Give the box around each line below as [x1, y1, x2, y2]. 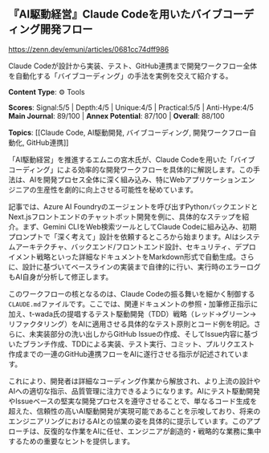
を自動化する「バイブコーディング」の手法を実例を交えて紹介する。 [8, 71, 233, 80]
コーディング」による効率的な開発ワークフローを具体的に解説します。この [8, 164, 254, 174]
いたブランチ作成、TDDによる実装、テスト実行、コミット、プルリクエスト [8, 339, 255, 349]
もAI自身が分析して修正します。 [8, 272, 113, 281]
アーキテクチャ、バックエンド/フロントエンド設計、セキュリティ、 [14, 241, 235, 251]
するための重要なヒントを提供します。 [8, 436, 135, 446]
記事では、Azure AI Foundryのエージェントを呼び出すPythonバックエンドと [8, 201, 259, 211]
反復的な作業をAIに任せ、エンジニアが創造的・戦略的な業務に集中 [43, 426, 262, 435]
